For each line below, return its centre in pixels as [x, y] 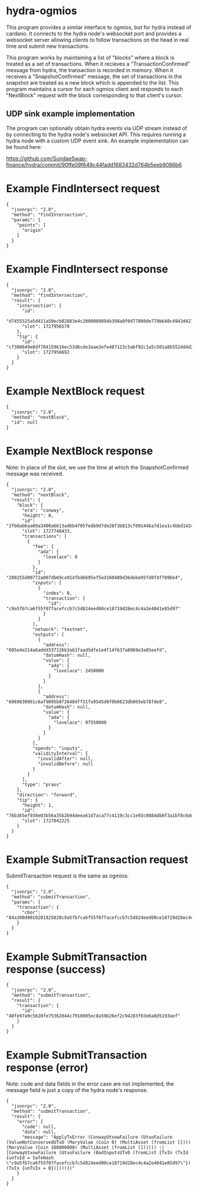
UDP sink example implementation [71, 114]
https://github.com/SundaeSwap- [47, 158]
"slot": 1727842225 [45, 821]
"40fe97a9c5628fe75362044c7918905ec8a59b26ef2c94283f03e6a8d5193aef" [93, 1016]
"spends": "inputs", [57, 748]
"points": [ [31, 225]
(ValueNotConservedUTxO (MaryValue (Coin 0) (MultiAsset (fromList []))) [99, 1142]
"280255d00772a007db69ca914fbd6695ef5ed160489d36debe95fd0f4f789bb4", [95, 578]
